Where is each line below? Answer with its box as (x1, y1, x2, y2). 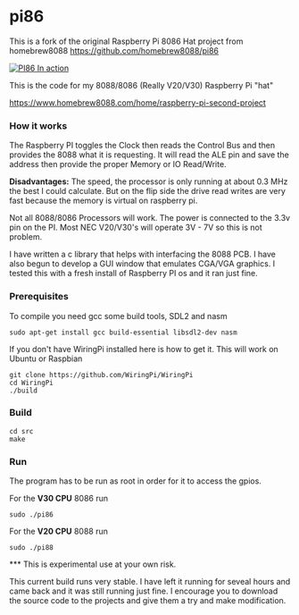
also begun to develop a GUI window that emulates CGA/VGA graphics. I (9, 258, 276, 269)
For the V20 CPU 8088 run (9, 526, 109, 537)
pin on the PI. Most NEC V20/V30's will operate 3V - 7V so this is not (9, 222, 262, 233)
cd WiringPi (9, 378, 54, 387)
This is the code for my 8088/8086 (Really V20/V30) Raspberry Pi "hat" (9, 80, 274, 90)
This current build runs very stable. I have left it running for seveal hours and (9, 577, 291, 587)
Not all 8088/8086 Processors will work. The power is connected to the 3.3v (9, 213, 291, 223)
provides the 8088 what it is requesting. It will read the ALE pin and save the (9, 149, 290, 160)
